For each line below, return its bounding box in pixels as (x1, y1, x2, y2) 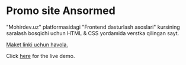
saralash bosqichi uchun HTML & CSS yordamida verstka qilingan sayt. (6, 29, 179, 36)
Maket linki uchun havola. (6, 41, 68, 48)
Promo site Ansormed (6, 4, 116, 18)
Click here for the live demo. (6, 52, 75, 59)
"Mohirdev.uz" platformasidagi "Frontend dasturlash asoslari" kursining (6, 23, 181, 30)
